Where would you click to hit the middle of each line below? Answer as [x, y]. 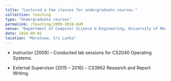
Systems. [22, 58]
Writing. [21, 73]
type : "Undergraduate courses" [38, 19]
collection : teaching [28, 15]
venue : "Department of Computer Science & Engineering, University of [82, 29]
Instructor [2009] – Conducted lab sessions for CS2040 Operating [82, 52]
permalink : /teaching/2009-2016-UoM [44, 24]
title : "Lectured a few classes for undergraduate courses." [72, 10]
